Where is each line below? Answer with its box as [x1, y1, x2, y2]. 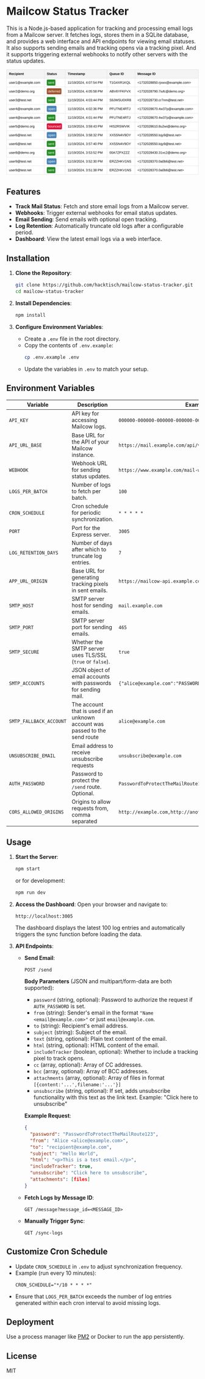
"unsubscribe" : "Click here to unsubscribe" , [29, 1170, 148, 1176]
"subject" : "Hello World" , [29, 1150, 99, 1157]
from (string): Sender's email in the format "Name [33, 1009, 154, 1016]
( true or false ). [71, 657, 110, 665]
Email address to [71, 742, 114, 749]
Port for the [71, 524, 101, 531]
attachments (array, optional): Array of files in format [33, 1074, 165, 1082]
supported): [24, 984, 54, 992]
